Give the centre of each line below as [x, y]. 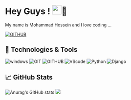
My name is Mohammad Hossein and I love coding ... [58, 25]
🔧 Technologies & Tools [41, 50]
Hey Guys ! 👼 [36, 11]
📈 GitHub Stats [29, 77]
